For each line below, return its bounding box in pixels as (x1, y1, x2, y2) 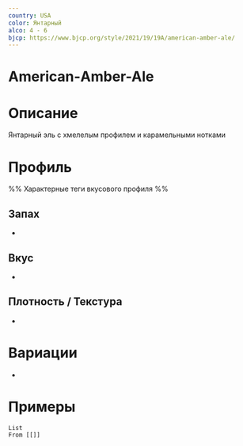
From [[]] (8, 431, 41, 439)
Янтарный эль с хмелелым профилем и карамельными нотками (8, 130, 226, 139)
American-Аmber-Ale (8, 68, 154, 86)
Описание (8, 104, 78, 122)
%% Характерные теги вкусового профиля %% (8, 184, 169, 194)
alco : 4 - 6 (8, 26, 47, 34)
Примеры (8, 398, 76, 416)
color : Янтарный (8, 19, 62, 27)
